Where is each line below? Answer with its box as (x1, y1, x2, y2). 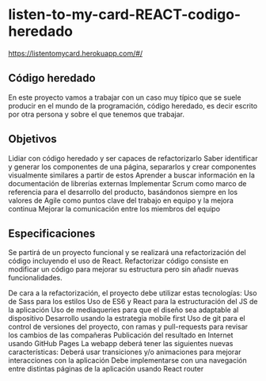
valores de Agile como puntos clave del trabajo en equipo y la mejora (8, 196, 234, 205)
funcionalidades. (8, 273, 63, 283)
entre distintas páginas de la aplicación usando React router (8, 364, 204, 374)
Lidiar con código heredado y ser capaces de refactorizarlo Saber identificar (8, 153, 258, 163)
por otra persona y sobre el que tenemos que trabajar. (8, 109, 184, 119)
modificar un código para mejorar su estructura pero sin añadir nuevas (8, 265, 239, 274)
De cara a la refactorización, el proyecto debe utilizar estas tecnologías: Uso (8, 288, 257, 298)
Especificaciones (8, 227, 96, 240)
